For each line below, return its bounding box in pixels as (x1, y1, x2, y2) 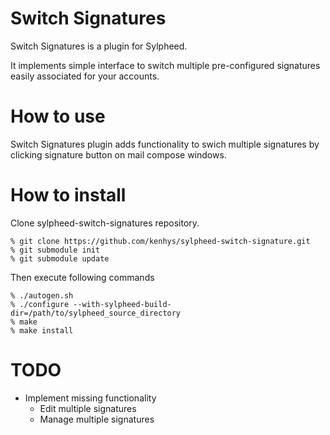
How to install (10, 184, 127, 207)
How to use (10, 105, 106, 128)
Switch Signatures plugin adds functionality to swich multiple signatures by (10, 138, 320, 150)
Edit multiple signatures (39, 402, 137, 414)
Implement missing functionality (24, 392, 157, 404)
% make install (10, 325, 74, 336)
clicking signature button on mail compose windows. (10, 148, 227, 161)
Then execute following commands (10, 271, 155, 283)
